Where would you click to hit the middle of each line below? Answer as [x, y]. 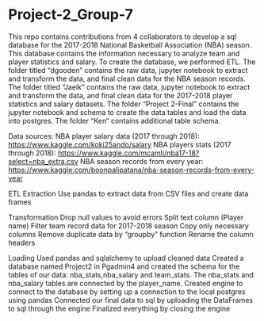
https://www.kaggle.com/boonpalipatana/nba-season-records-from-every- [132, 170]
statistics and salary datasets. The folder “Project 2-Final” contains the [124, 104]
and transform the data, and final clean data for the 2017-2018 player [121, 95]
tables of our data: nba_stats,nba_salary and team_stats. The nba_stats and [131, 274]
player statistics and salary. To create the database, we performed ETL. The [132, 62]
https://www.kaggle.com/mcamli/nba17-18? [129, 153]
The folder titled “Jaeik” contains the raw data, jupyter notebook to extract [129, 87]
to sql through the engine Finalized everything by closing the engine [119, 308]
